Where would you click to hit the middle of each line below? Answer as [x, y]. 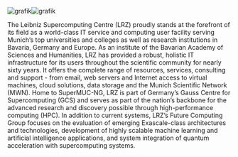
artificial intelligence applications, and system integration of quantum [108, 138]
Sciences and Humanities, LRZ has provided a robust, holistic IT [101, 55]
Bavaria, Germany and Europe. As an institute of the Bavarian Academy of [115, 47]
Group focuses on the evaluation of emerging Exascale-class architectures [117, 123]
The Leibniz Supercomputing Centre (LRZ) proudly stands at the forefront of [119, 25]
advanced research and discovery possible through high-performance [110, 108]
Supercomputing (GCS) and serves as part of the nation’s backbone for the [117, 100]
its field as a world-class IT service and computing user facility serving [111, 32]
